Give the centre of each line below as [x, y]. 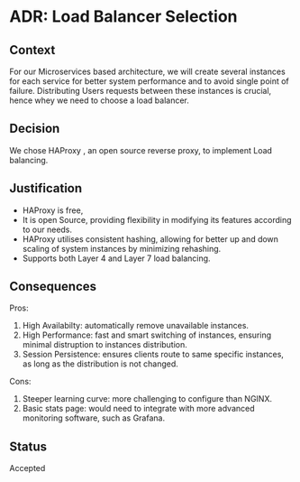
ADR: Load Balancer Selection [123, 17]
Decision [35, 129]
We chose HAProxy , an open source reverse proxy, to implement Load [141, 150]
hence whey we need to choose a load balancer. [99, 100]
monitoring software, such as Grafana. [93, 418]
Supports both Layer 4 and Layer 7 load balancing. [116, 258]
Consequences [53, 287]
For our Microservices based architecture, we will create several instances [147, 71]
